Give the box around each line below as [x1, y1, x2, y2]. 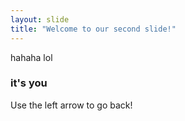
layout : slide [10, 14, 70, 25]
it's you [10, 76, 48, 90]
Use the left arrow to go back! [10, 99, 133, 111]
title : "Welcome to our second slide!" [10, 24, 177, 34]
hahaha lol [10, 51, 53, 63]
